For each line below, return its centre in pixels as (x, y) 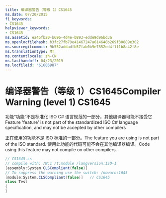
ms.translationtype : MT (30, 51)
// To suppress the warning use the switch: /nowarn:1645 (66, 173)
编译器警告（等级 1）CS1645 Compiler (83, 91)
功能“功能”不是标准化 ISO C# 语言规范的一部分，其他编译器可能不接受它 (79, 117)
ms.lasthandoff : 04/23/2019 (34, 61)
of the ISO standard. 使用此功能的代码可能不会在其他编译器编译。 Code (78, 144)
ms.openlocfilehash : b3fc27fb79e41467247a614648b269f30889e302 (72, 42)
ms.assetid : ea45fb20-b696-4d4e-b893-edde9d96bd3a (59, 38)
